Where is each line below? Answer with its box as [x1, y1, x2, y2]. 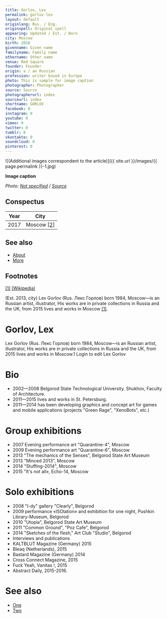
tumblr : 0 [5, 130, 26, 135]
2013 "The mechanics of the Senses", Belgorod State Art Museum [12, 452, 150, 458]
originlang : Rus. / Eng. [5, 21, 58, 27]
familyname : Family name [5, 50, 58, 55]
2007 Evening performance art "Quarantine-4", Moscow [12, 442, 130, 448]
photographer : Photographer [5, 83, 65, 88]
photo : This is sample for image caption [5, 78, 94, 83]
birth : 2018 [5, 41, 30, 46]
